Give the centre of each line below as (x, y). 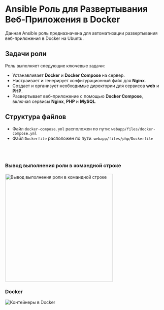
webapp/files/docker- (133, 129)
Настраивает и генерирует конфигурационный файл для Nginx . (79, 80)
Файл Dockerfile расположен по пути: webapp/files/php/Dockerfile (83, 138)
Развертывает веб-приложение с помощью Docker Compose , (78, 96)
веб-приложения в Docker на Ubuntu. (44, 38)
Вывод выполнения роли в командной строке (63, 166)
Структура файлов (36, 117)
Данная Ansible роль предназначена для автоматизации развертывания (82, 33)
